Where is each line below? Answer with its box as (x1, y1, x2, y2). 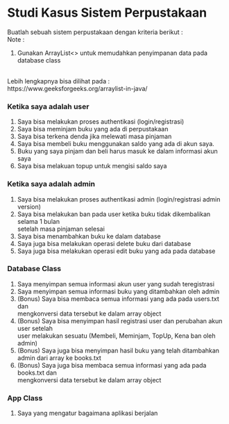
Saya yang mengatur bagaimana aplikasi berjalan (17, 409, 158, 418)
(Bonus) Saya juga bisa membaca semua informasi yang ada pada (17, 361, 207, 369)
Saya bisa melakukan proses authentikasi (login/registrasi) (17, 117, 185, 126)
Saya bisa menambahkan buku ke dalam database (17, 231, 161, 240)
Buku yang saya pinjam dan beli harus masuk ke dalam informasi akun (17, 147, 219, 156)
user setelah (17, 324, 53, 332)
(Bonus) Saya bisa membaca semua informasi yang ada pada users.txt (17, 294, 220, 303)
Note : (7, 35, 25, 43)
